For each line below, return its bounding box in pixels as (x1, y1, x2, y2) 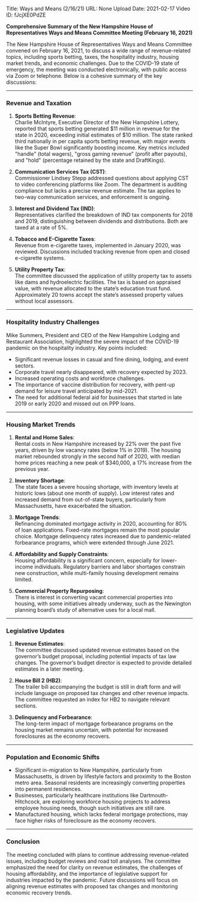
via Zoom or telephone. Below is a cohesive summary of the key (6, 73, 163, 79)
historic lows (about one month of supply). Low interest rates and (14, 489, 175, 496)
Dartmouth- (140, 792, 169, 799)
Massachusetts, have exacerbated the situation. (14, 502, 132, 509)
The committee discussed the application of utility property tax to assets (14, 272, 192, 279)
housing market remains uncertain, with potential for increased (14, 727, 168, 734)
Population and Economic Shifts (6, 753, 100, 762)
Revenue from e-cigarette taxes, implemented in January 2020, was (14, 242, 181, 249)
